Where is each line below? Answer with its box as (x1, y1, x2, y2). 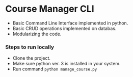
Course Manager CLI (5, 3, 94, 15)
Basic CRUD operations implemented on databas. (12, 25, 117, 31)
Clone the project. (12, 55, 51, 61)
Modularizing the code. (12, 31, 62, 37)
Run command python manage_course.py (12, 66, 97, 72)
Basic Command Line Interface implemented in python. (12, 20, 128, 26)
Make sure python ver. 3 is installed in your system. (12, 61, 121, 67)
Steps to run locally (5, 43, 55, 50)
